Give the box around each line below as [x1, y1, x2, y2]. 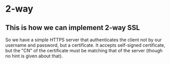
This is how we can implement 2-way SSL [5, 23, 140, 32]
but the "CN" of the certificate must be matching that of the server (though [5, 48, 163, 53]
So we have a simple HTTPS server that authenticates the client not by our [5, 37, 162, 43]
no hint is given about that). [5, 53, 63, 59]
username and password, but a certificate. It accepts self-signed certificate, [5, 42, 166, 48]
